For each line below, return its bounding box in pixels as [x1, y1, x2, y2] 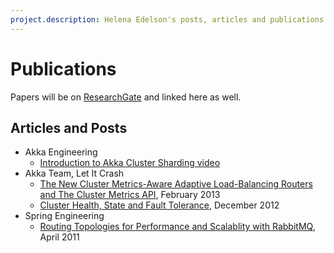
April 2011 [39, 231, 80, 243]
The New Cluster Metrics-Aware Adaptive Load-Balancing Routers [39, 178, 313, 190]
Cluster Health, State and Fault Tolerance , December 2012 [39, 199, 280, 211]
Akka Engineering [24, 146, 98, 158]
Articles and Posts [10, 119, 128, 136]
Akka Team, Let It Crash [24, 167, 125, 180]
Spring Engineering [24, 210, 105, 222]
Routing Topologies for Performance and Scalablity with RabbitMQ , [39, 221, 316, 233]
